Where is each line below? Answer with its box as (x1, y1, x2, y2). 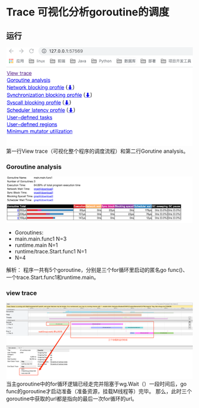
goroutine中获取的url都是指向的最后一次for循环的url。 (6, 395, 137, 402)
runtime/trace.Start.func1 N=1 (14, 248, 87, 255)
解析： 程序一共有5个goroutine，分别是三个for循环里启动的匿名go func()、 (6, 266, 188, 273)
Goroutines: (14, 229, 44, 236)
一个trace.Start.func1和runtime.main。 (6, 274, 99, 281)
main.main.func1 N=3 (14, 235, 67, 242)
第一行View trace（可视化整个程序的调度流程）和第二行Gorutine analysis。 (6, 147, 189, 155)
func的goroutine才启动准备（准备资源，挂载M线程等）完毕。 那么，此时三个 (6, 387, 192, 394)
